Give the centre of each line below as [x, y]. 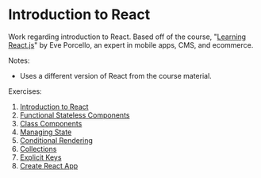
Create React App [49, 165]
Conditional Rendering [56, 140]
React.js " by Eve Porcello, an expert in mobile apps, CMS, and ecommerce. [131, 44]
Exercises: [25, 91]
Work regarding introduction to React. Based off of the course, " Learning [127, 37]
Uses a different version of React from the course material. [115, 75]
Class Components [51, 123]
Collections [38, 149]
